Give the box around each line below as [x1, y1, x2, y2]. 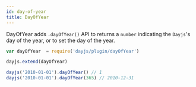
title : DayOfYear [6, 14, 49, 20]
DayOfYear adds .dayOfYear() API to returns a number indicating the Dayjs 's [6, 30, 191, 37]
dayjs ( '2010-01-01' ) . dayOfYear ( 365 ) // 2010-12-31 [6, 75, 134, 81]
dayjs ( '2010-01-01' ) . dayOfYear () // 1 [6, 69, 102, 76]
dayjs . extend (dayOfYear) [6, 59, 68, 65]
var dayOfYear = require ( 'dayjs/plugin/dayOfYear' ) [6, 48, 140, 54]
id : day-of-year [6, 8, 46, 15]
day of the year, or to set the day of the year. [6, 37, 115, 44]
